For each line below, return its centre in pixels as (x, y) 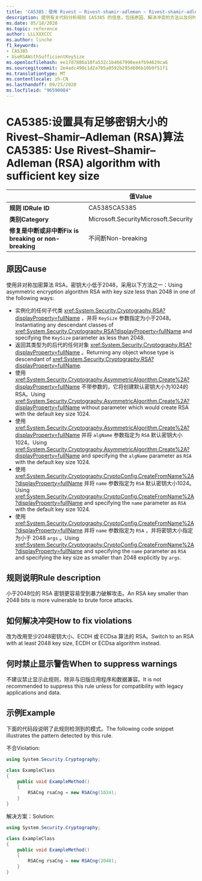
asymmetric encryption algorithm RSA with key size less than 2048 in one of (101, 291)
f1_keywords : (23, 46)
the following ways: (30, 298)
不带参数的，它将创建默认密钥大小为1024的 (134, 386)
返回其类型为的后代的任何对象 (52, 345)
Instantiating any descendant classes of (64, 325)
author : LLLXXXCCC (29, 34)
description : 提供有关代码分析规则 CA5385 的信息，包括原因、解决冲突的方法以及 (97, 17)
